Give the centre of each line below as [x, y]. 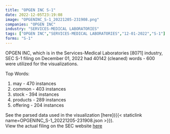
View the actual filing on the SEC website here [54, 126]
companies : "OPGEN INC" [31, 24]
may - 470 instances [34, 83]
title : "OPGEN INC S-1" [31, 10]
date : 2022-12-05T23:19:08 [34, 15]
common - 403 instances [39, 89]
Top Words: [17, 73]
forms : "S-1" [19, 39]
